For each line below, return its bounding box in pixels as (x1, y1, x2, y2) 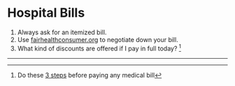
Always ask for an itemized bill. (17, 28, 107, 36)
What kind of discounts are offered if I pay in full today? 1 (17, 43, 182, 52)
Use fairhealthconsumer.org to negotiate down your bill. (17, 35, 178, 43)
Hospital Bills (7, 5, 85, 21)
